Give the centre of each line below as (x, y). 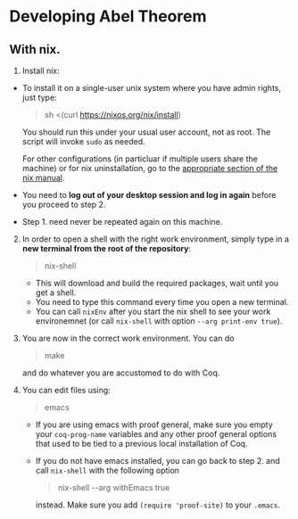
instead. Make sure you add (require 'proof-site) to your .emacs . (158, 505)
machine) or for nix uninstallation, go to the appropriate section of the (150, 168)
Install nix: (41, 70)
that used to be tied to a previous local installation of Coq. (141, 444)
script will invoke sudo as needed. (83, 141)
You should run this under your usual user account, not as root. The (146, 132)
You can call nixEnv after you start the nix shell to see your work (153, 311)
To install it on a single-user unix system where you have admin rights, (151, 88)
